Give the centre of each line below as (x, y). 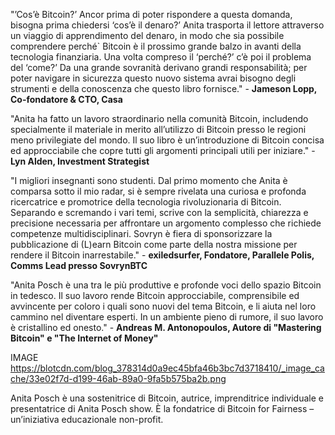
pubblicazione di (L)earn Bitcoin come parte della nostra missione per (154, 244)
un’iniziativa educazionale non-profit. (87, 419)
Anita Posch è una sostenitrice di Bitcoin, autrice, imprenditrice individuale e (167, 398)
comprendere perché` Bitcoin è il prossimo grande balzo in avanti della (156, 46)
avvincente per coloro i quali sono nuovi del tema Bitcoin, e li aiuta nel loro (163, 306)
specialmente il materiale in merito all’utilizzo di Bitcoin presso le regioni (158, 129)
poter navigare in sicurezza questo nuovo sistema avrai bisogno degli (153, 78)
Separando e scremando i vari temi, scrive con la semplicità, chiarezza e (159, 212)
